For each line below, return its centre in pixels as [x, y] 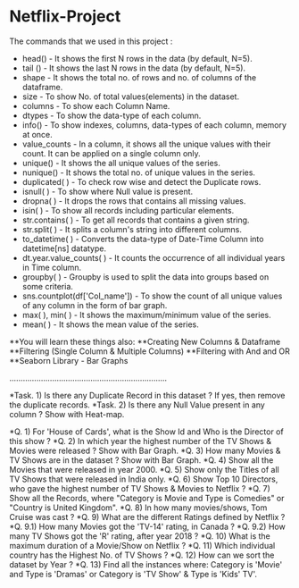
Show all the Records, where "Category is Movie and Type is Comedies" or [147, 498]
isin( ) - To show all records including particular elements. [128, 210]
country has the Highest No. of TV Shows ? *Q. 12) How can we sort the [142, 555]
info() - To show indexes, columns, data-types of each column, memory [154, 125]
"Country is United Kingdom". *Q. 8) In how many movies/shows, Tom [138, 508]
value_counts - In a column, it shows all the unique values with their [146, 144]
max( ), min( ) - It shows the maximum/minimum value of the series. [147, 315]
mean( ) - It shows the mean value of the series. [110, 324]
